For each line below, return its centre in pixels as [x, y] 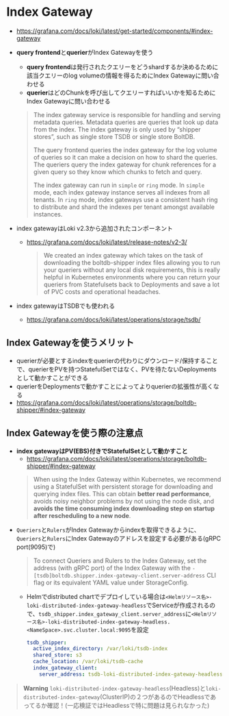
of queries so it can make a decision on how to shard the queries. [125, 157]
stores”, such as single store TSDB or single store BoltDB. [114, 136]
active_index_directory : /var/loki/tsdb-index [100, 649]
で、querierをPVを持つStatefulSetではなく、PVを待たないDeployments [116, 369]
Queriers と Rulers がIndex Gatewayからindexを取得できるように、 [108, 530]
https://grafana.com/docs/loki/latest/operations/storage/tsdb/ [113, 319]
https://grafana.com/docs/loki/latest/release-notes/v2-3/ [107, 242]
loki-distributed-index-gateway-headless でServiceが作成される [118, 605]
